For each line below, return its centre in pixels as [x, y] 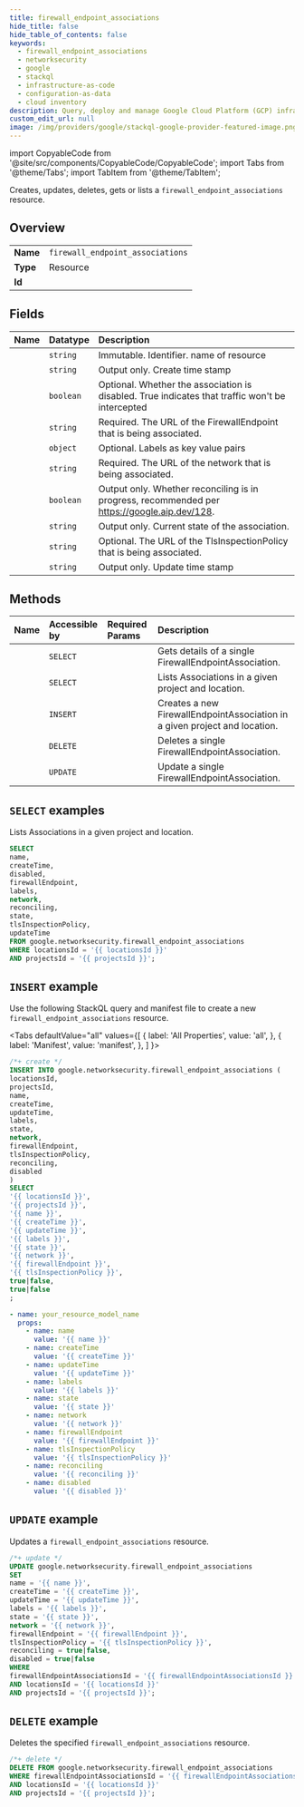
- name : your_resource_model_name [75, 1314]
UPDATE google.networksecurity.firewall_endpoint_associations [131, 1566]
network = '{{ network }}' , [62, 1625]
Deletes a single [192, 741]
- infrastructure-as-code [66, 85]
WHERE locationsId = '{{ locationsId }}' [89, 950]
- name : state [52, 1399]
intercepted [123, 407]
